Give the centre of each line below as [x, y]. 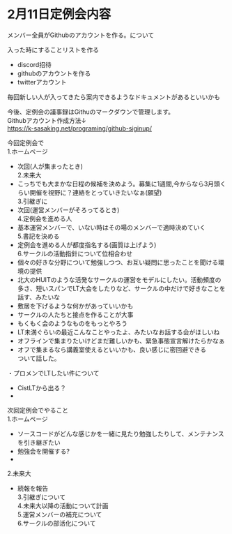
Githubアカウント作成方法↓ [47, 120]
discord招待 [34, 64]
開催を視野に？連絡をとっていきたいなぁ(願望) [96, 192]
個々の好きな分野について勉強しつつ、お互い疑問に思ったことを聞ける [117, 262]
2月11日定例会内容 [59, 14]
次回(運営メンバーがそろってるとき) [68, 209]
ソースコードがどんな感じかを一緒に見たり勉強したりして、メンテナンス [121, 433]
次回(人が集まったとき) [50, 166]
